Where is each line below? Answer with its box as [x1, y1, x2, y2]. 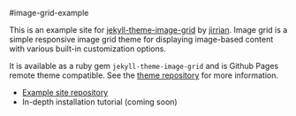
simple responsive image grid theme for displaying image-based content [9, 35, 274, 44]
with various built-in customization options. [9, 43, 166, 54]
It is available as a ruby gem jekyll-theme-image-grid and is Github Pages [9, 61, 279, 71]
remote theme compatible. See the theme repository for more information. [9, 70, 279, 81]
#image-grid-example [9, 8, 89, 18]
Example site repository [21, 88, 109, 97]
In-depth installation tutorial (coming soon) [21, 97, 178, 107]
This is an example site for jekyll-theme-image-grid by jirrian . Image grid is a [9, 25, 288, 35]
